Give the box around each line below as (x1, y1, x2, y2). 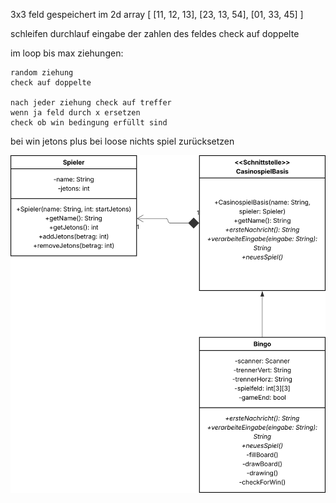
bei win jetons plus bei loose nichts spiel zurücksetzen (10, 135, 235, 147)
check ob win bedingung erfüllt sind (10, 118, 168, 128)
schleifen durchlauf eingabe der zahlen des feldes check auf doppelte (10, 28, 300, 39)
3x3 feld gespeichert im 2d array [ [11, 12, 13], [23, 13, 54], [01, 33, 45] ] (10, 9, 304, 20)
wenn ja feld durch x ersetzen (10, 108, 141, 118)
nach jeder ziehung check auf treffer (10, 98, 172, 108)
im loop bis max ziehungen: (10, 47, 124, 59)
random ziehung (10, 68, 74, 78)
